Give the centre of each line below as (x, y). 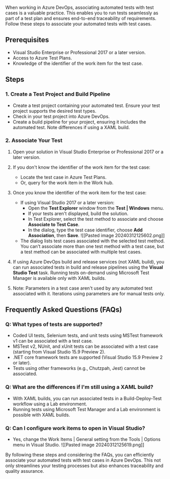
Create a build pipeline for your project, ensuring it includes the (79, 122)
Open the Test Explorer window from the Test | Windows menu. (96, 208)
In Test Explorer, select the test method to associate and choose (96, 219)
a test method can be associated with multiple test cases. (81, 252)
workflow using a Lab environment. (50, 404)
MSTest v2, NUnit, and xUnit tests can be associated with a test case (86, 346)
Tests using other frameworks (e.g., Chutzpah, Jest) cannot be (79, 368)
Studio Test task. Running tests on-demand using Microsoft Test (81, 273)
